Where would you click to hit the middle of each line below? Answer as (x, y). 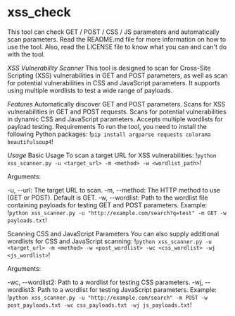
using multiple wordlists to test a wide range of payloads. (90, 90)
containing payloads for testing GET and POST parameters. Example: (107, 205)
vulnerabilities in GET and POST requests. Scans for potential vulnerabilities (117, 111)
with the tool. (26, 54)
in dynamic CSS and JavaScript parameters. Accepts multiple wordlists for (115, 119)
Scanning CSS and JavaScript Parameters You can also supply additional (113, 233)
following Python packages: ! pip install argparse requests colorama (109, 134)
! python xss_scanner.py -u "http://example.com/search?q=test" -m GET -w (117, 212)
